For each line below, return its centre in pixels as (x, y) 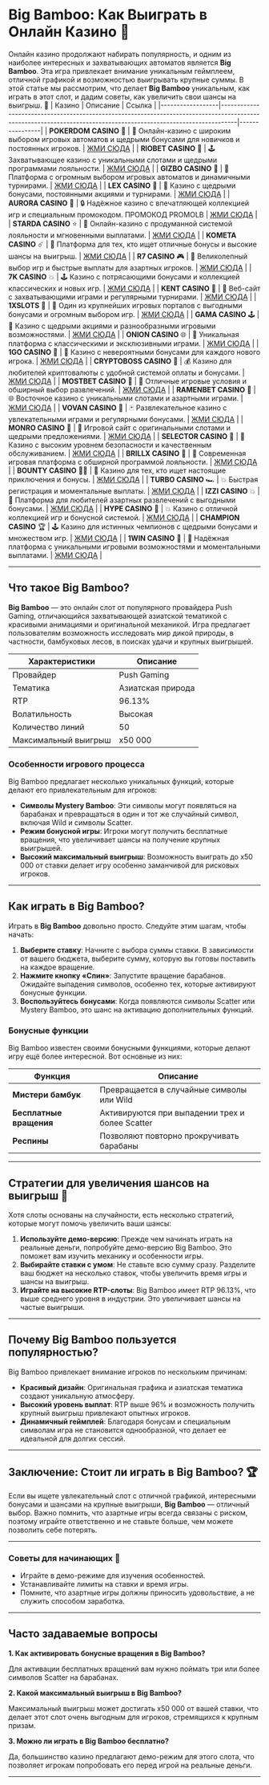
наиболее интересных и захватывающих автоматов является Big (120, 63)
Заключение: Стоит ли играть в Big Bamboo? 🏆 (133, 1472)
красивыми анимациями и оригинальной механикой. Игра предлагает (129, 624)
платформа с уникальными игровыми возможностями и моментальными (134, 547)
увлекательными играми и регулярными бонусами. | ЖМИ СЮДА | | (126, 419)
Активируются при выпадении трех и (172, 1113)
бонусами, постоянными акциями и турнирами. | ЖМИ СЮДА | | (119, 193)
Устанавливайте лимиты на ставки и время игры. (104, 1584)
